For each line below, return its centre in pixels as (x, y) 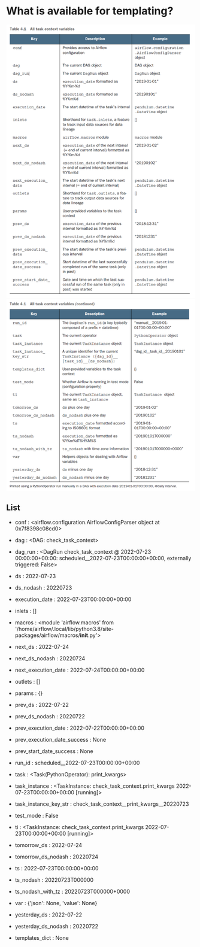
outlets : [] (28, 681)
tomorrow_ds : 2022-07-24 (49, 845)
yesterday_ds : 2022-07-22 (49, 915)
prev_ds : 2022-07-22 (42, 705)
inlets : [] (26, 611)
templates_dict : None (42, 937)
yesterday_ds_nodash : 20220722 (57, 926)
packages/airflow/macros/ (48, 635)
